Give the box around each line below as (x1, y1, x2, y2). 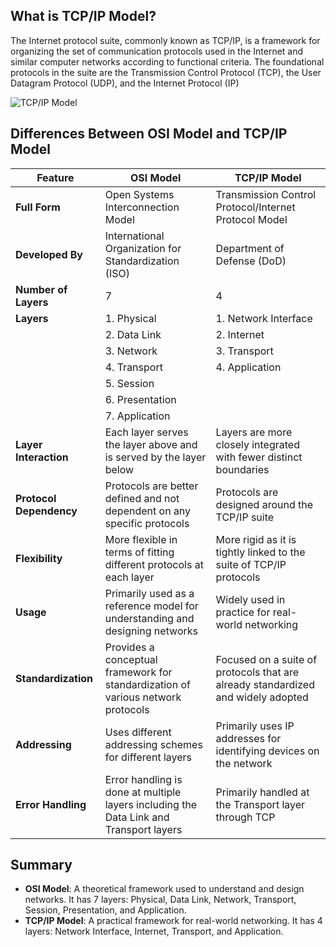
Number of (15, 282, 68, 296)
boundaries (215, 462, 270, 476)
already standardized (215, 677, 315, 691)
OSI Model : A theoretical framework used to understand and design (24, 883, 305, 895)
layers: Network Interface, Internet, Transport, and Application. (24, 925, 284, 938)
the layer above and (104, 437, 198, 451)
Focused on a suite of (215, 652, 318, 666)
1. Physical (104, 311, 157, 325)
